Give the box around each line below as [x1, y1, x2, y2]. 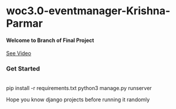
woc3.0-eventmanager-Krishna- [6, 4, 171, 18]
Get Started [6, 65, 40, 73]
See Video [6, 50, 31, 57]
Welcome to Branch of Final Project [6, 37, 94, 44]
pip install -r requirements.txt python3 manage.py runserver [6, 84, 152, 91]
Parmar [6, 17, 43, 30]
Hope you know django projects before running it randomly [6, 96, 150, 103]
